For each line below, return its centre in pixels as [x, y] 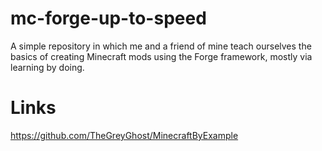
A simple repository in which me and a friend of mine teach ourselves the [161, 46]
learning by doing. [47, 67]
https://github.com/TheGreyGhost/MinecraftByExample [124, 135]
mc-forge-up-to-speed [108, 18]
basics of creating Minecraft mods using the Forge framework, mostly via [161, 56]
